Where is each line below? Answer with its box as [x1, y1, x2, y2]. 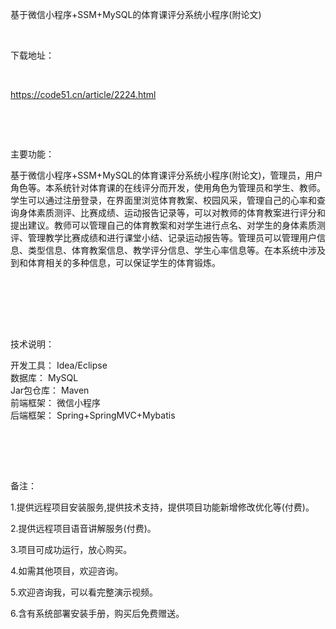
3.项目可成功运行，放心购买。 [10, 544, 133, 555]
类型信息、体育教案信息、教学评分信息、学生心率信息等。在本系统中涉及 [27, 244, 326, 256]
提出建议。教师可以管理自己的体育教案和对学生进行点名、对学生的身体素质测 [10, 219, 326, 231]
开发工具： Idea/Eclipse [10, 359, 108, 371]
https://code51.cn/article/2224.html [10, 89, 157, 100]
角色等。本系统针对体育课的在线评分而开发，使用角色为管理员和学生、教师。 [10, 182, 326, 193]
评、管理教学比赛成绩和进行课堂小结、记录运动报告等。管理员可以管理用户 [10, 232, 317, 243]
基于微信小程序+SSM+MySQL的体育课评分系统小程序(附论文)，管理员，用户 [10, 169, 323, 181]
